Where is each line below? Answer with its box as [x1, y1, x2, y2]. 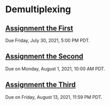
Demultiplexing [5, 4, 71, 15]
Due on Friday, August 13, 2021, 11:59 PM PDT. [5, 94, 103, 100]
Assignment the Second [5, 52, 84, 61]
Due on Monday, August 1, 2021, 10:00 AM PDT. [5, 65, 105, 72]
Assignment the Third [5, 81, 76, 89]
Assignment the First [5, 24, 73, 33]
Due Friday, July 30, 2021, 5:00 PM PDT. [5, 37, 90, 43]
